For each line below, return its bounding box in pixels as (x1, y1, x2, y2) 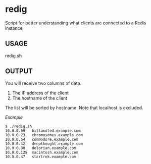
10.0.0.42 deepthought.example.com (5, 141, 83, 146)
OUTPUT (5, 67, 33, 75)
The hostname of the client (12, 95, 68, 101)
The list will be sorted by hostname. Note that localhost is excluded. (5, 105, 144, 110)
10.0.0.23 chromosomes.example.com (5, 132, 83, 137)
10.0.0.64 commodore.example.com (5, 137, 79, 142)
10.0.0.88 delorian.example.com (5, 145, 77, 151)
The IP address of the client (12, 90, 69, 96)
